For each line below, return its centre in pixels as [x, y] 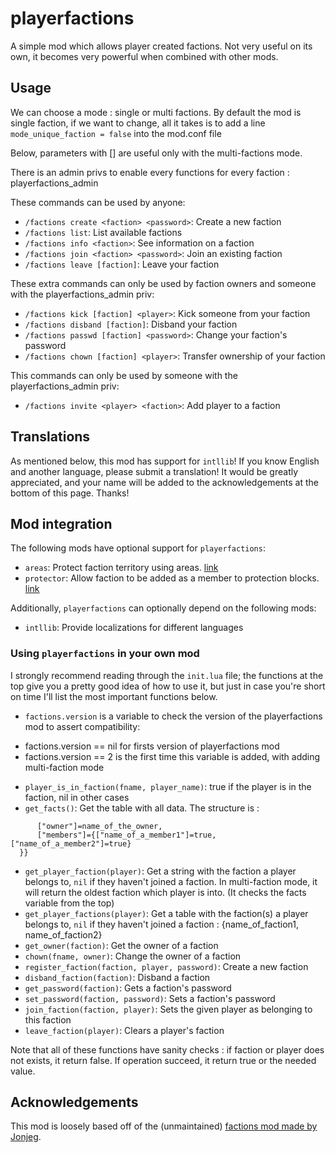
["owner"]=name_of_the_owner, [99, 826]
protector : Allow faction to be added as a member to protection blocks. [172, 578]
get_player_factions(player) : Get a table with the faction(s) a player [166, 913]
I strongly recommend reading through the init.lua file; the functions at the [167, 675]
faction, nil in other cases [77, 797]
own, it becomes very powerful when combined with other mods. [144, 56]
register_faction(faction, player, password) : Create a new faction [166, 966]
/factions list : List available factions [103, 232]
